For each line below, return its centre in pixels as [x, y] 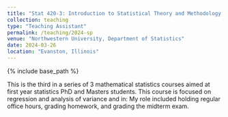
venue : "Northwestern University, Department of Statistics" [96, 39]
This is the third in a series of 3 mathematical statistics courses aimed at [109, 84]
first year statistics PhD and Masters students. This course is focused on [109, 91]
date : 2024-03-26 [32, 45]
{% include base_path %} [43, 71]
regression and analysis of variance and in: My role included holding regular [114, 99]
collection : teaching [38, 20]
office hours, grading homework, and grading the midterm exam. [98, 106]
